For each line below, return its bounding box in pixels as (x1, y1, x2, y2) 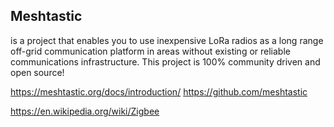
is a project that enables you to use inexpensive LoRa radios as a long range (10, 34, 324, 46)
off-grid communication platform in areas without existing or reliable (10, 45, 291, 57)
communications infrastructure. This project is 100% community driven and (10, 55, 321, 68)
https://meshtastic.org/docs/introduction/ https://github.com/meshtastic (10, 85, 308, 98)
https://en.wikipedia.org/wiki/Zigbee (10, 105, 160, 117)
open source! (10, 66, 65, 78)
